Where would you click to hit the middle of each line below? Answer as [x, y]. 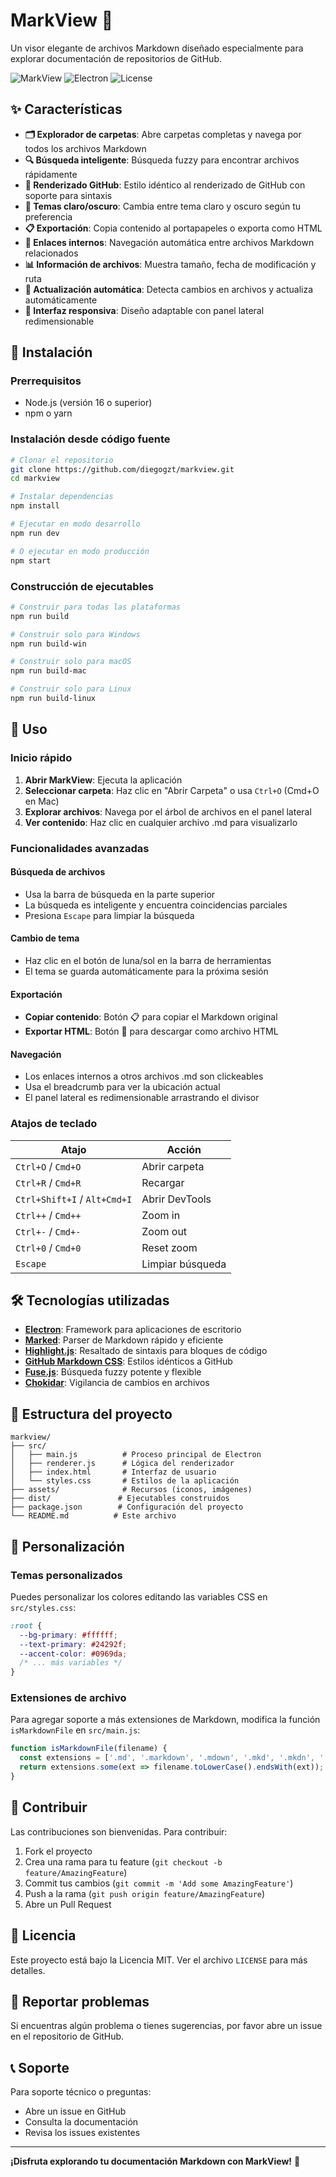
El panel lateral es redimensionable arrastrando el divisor [142, 1098]
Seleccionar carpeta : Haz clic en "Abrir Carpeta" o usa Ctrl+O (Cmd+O [172, 790]
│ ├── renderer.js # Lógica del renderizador [122, 1464]
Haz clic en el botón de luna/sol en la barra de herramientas [148, 960]
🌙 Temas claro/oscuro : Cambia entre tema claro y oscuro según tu [163, 206]
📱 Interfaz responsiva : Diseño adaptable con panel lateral [144, 310]
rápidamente [51, 174]
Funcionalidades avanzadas [80, 848]
